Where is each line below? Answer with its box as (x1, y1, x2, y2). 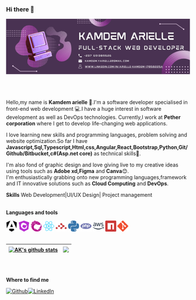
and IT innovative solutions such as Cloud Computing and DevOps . (6, 180, 169, 187)
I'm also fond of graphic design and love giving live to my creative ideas (6, 161, 179, 169)
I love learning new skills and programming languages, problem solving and (6, 131, 188, 138)
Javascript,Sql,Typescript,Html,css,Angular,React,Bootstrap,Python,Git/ (6, 144, 188, 151)
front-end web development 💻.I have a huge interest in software (6, 105, 162, 112)
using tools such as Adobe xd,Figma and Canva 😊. (6, 168, 129, 175)
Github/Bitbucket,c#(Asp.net (6, 150, 79, 157)
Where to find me (6, 277, 49, 284)
